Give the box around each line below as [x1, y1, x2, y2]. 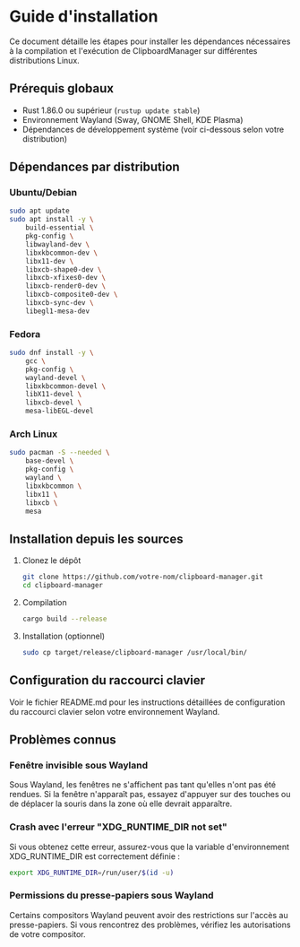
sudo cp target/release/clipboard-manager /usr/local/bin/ [21, 647, 248, 656]
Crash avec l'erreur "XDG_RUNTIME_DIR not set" [9, 821, 227, 833]
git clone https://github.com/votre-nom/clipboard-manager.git [21, 572, 264, 582]
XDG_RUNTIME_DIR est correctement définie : [9, 850, 181, 862]
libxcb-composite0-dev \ [25, 290, 118, 300]
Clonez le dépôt [21, 555, 81, 566]
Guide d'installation [9, 6, 159, 27]
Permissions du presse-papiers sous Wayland [9, 890, 214, 902]
